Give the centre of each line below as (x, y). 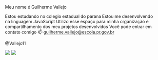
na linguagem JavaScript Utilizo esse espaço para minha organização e (77, 22)
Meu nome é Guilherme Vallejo (36, 7)
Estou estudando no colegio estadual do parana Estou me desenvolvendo (79, 16)
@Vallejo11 (15, 43)
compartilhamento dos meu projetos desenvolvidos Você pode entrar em (79, 27)
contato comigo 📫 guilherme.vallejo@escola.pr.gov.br (60, 32)
